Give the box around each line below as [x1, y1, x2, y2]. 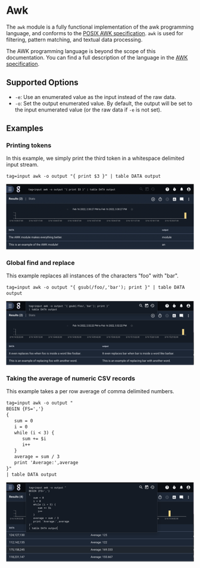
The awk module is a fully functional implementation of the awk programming [6, 23, 194, 30]
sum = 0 [14, 418, 33, 424]
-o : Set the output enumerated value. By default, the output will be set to [14, 100, 192, 107]
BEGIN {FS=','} [6, 406, 44, 412]
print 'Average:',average [14, 460, 79, 466]
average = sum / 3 [14, 454, 60, 460]
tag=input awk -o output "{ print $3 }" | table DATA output [6, 174, 161, 180]
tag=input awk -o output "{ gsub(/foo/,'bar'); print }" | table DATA [6, 284, 185, 290]
